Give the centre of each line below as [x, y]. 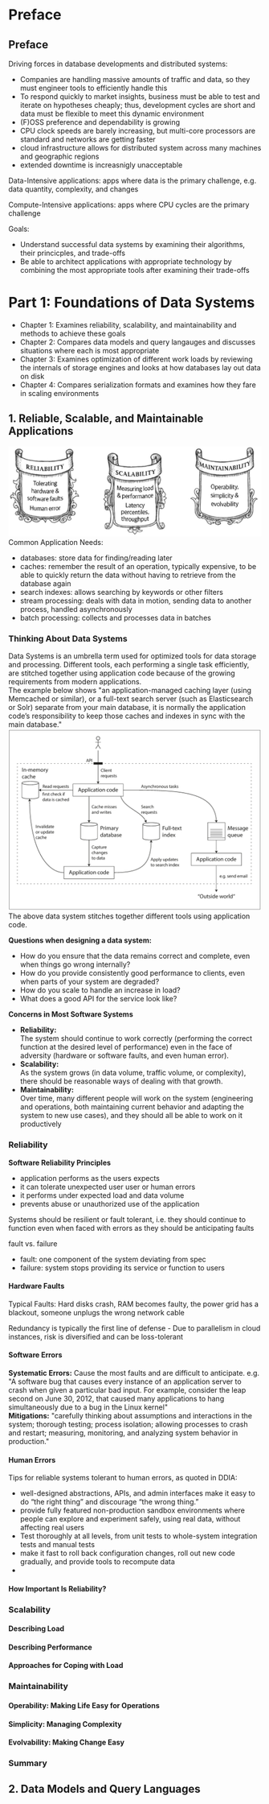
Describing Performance [50, 1647]
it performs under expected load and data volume [102, 1195]
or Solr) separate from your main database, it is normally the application [127, 707]
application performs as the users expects [90, 1178]
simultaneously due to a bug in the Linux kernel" [88, 1407]
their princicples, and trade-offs [73, 253]
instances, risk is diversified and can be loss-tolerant [96, 1336]
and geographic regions [59, 156]
